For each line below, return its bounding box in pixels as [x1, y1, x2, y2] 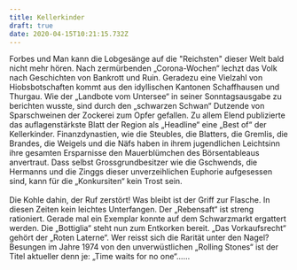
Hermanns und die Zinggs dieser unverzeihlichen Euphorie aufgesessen [9, 166, 273, 177]
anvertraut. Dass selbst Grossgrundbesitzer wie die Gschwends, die [9, 157, 258, 168]
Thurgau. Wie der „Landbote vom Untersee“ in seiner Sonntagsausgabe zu [9, 91, 282, 102]
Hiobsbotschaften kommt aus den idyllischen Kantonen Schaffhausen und [9, 81, 280, 93]
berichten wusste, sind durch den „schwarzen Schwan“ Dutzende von [9, 101, 265, 112]
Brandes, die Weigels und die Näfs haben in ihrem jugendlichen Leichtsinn [9, 138, 281, 149]
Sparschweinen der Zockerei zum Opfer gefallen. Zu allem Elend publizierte [9, 110, 285, 120]
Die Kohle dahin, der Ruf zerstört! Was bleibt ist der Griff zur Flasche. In [9, 195, 270, 205]
